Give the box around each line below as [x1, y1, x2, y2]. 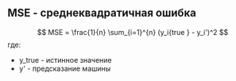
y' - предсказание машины [18, 64, 111, 73]
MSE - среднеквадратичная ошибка [7, 6, 196, 20]
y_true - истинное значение [18, 55, 112, 64]
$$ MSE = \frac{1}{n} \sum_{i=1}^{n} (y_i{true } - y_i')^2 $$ [37, 27, 229, 37]
